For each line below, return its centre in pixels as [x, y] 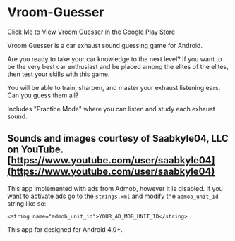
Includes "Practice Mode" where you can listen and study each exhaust [111, 109]
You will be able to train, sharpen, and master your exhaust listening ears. [114, 87]
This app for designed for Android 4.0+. [65, 229]
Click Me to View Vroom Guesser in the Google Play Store [91, 32]
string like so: [27, 203]
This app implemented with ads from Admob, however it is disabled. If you [115, 188]
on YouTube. [35, 150]
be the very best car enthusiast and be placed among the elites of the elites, [118, 66]
